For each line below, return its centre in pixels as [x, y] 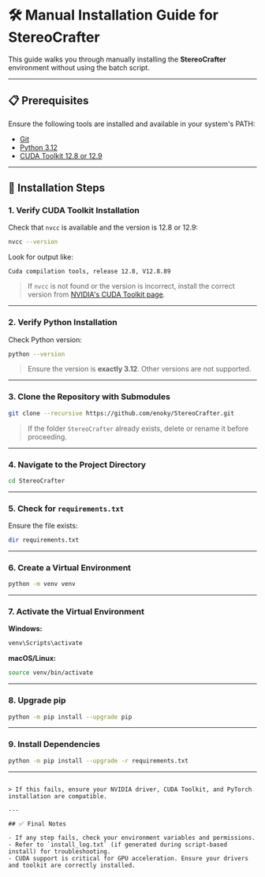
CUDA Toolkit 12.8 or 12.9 [61, 155]
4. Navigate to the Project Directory [77, 465]
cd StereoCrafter [37, 481]
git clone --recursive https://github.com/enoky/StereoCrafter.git [121, 413]
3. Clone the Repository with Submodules [90, 397]
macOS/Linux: [32, 659]
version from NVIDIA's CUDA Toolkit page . [96, 295]
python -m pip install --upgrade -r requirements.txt [99, 761]
